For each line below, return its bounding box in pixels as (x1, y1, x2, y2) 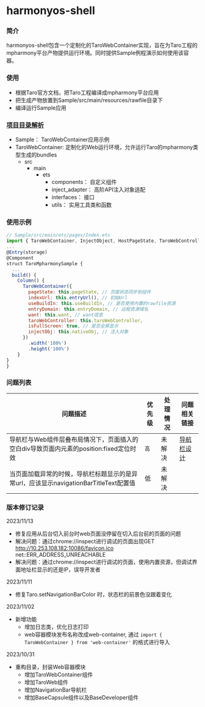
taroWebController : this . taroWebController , (28, 317, 143, 324)
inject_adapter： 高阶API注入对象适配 (51, 186, 146, 193)
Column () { (17, 277, 45, 284)
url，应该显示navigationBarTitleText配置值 (15, 478, 135, 487)
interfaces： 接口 (51, 194, 95, 201)
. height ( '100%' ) (28, 346, 70, 352)
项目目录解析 (6, 120, 45, 129)
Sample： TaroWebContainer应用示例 (15, 136, 110, 144)
